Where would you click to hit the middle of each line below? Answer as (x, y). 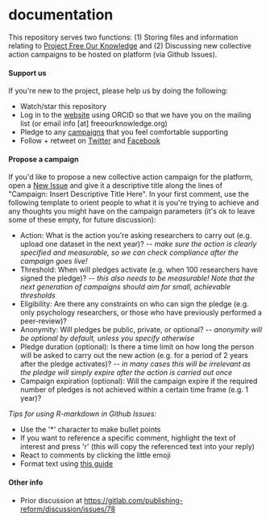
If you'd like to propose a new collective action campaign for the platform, (131, 177)
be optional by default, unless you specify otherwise (107, 338)
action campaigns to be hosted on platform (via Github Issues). (113, 54)
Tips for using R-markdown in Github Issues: (83, 414)
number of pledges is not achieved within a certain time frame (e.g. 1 (134, 390)
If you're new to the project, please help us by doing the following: (118, 91)
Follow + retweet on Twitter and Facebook (90, 141)
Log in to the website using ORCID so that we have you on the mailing (135, 115)
